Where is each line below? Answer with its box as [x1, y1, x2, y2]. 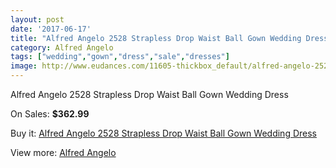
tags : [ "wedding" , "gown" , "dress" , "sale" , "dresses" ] [10, 52, 230, 62]
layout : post [10, 14, 65, 25]
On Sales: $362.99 [10, 108, 90, 120]
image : [10, 61, 38, 71]
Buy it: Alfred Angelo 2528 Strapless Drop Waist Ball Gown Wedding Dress [10, 127, 317, 139]
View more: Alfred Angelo [10, 147, 117, 158]
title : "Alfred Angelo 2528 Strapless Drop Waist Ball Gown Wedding [10, 33, 302, 43]
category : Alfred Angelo [10, 42, 114, 53]
